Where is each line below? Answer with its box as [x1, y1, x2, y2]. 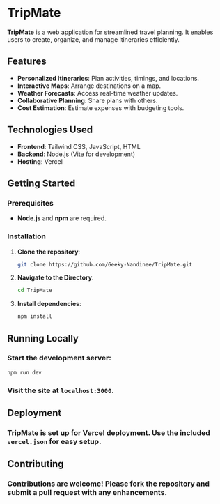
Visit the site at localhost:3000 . [7, 385, 115, 395]
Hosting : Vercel [17, 157, 63, 165]
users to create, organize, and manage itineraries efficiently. [7, 35, 180, 43]
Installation [7, 231, 47, 241]
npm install [17, 313, 52, 320]
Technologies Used [7, 124, 93, 136]
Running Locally [7, 333, 79, 344]
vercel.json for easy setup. [7, 436, 102, 446]
